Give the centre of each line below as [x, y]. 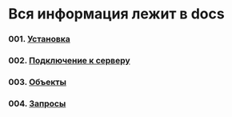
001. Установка [39, 39]
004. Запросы [37, 103]
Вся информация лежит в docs [117, 14]
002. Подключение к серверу [69, 61]
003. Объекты [37, 82]
